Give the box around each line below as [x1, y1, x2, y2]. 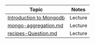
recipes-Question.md [7, 30, 57, 37]
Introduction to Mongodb [7, 14, 65, 21]
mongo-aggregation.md [7, 22, 64, 29]
